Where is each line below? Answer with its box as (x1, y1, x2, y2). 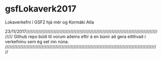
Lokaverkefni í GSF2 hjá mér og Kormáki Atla (5, 19, 94, 25)
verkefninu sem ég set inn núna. (5, 38, 69, 44)
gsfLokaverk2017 (5, 3, 76, 14)
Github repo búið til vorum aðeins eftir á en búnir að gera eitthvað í (14, 34, 146, 39)
